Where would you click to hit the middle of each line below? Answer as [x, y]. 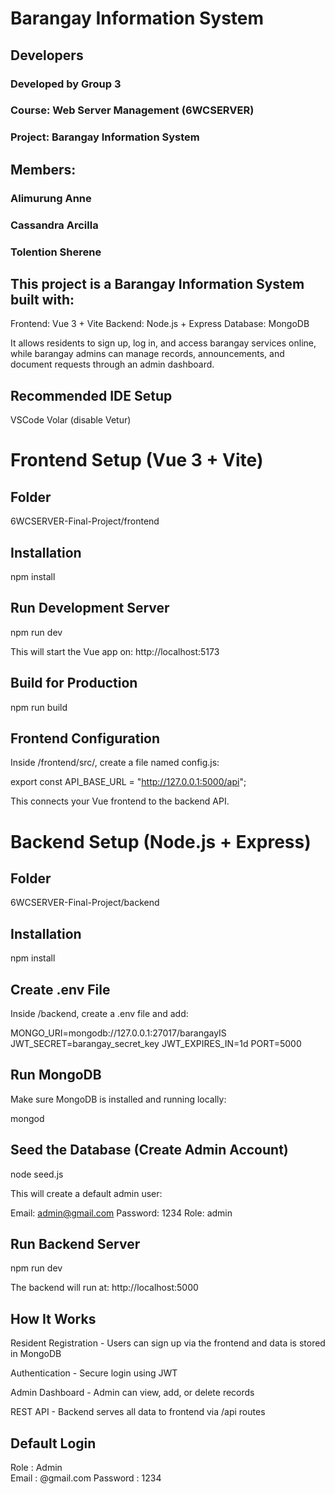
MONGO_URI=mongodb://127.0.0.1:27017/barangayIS [118, 1033]
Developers [47, 55]
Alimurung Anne [51, 198]
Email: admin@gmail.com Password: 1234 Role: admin [121, 1213]
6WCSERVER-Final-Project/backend [85, 903]
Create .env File [60, 989]
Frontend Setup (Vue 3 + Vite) [137, 460]
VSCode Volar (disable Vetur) [71, 420]
